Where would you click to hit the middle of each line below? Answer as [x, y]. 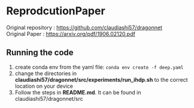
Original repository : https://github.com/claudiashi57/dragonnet [84, 27]
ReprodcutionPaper [56, 11]
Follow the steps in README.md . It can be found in [78, 92]
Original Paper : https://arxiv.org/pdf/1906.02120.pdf [71, 33]
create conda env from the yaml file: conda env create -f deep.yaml [99, 67]
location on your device [44, 86]
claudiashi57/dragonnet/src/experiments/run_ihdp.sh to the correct [101, 79]
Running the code [40, 53]
